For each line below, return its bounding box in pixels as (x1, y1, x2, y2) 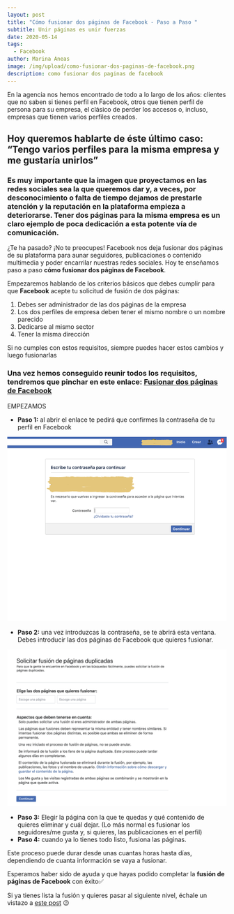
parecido (17, 315, 43, 324)
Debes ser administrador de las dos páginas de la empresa (17, 300, 187, 309)
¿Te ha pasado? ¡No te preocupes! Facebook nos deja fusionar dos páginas (7, 244, 224, 252)
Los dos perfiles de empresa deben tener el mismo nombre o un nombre (17, 308, 226, 316)
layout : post (7, 11, 45, 18)
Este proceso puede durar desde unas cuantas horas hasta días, (7, 849, 193, 857)
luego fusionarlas (7, 351, 57, 360)
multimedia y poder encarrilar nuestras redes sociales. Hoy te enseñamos (7, 258, 219, 267)
